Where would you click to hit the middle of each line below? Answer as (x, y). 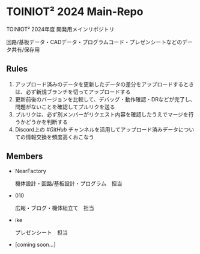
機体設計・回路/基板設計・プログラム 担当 (68, 183)
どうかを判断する (47, 122)
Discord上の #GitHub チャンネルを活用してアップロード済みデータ (97, 129)
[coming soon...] (35, 244)
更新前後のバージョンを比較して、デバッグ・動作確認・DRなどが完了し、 (105, 99)
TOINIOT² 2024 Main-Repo (75, 12)
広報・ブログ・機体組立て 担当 (54, 208)
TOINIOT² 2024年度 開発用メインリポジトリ (60, 29)
